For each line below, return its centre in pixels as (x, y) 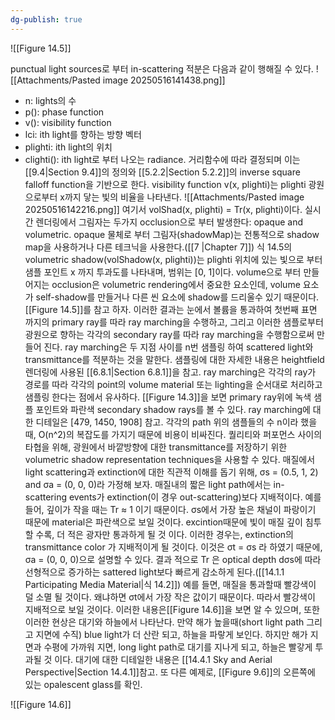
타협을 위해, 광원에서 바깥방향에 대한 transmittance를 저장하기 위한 (156, 447)
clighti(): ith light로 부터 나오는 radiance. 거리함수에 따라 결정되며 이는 (162, 159)
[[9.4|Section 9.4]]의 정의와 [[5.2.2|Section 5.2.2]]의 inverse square (162, 172)
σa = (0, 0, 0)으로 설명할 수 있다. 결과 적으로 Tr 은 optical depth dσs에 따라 (173, 559)
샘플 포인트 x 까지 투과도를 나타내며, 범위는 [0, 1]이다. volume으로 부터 (163, 272)
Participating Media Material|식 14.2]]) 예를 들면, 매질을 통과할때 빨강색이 (170, 584)
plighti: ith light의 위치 (68, 147)
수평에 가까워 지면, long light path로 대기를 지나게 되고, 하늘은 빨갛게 (178, 647)
